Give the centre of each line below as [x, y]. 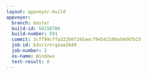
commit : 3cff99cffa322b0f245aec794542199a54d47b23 [77, 39]
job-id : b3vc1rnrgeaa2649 [44, 45]
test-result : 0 [31, 61]
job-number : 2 [29, 51]
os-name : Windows [33, 56]
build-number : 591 [35, 34]
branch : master [31, 23]
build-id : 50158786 [36, 28]
